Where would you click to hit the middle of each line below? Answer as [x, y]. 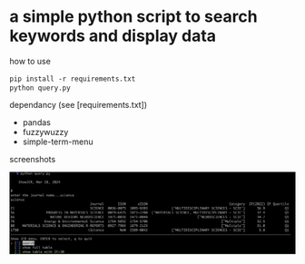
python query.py [40, 88]
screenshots [33, 159]
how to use [30, 61]
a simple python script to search [133, 17]
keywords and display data [113, 36]
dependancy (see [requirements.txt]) [79, 104]
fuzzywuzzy [45, 132]
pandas [37, 122]
